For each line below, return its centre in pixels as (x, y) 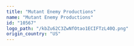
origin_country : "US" (34, 34)
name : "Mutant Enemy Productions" (50, 17)
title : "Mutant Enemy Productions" (51, 12)
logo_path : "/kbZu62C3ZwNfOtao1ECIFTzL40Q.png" (68, 28)
